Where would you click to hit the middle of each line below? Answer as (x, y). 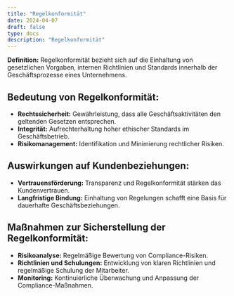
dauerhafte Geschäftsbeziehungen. (69, 205)
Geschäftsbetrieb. (44, 136)
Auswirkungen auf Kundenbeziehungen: (98, 166)
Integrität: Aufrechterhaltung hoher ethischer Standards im (103, 129)
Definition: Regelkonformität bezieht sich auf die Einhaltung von (100, 60)
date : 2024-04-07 (33, 20)
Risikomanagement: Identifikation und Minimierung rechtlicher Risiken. (121, 143)
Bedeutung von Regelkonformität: (83, 97)
